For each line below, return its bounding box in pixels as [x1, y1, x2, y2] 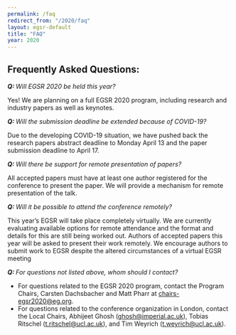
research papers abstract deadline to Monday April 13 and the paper [7, 138, 208, 147]
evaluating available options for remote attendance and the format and [7, 223, 214, 232]
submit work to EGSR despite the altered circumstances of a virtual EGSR [7, 246, 222, 255]
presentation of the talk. [7, 188, 77, 197]
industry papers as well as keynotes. [7, 103, 114, 112]
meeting [7, 254, 32, 262]
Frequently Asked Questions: [7, 63, 140, 75]
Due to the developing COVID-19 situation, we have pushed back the [7, 131, 208, 139]
